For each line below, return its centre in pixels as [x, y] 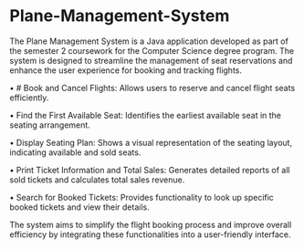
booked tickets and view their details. [79, 207]
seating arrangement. [50, 125]
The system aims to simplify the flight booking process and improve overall [151, 224]
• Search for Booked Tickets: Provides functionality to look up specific [142, 197]
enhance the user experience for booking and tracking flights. [126, 70]
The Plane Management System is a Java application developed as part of [149, 41]
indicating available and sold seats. [75, 152]
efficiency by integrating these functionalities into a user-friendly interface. [150, 234]
